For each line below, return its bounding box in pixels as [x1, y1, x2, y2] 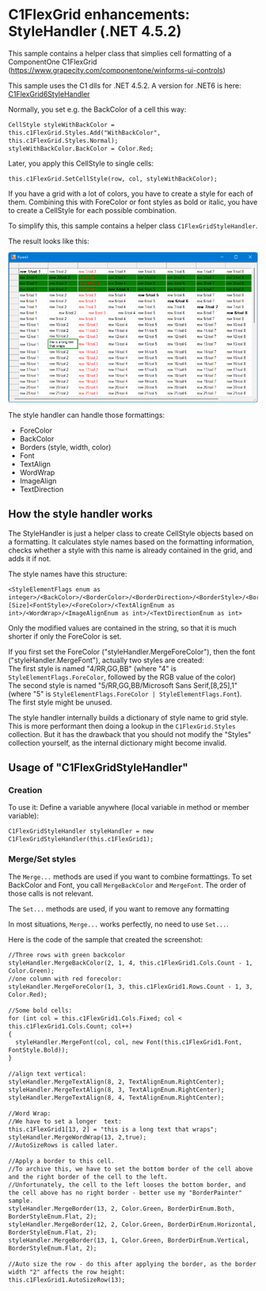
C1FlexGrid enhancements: [8, 6, 190, 24]
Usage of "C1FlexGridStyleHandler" [8, 761, 188, 774]
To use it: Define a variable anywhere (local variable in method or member [8, 803, 249, 812]
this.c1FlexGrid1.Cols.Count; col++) [8, 1022, 133, 1030]
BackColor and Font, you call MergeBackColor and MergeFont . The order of [8, 880, 247, 889]
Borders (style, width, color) [19, 442, 112, 452]
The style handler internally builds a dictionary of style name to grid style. [8, 712, 249, 722]
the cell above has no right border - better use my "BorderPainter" [8, 1189, 243, 1197]
